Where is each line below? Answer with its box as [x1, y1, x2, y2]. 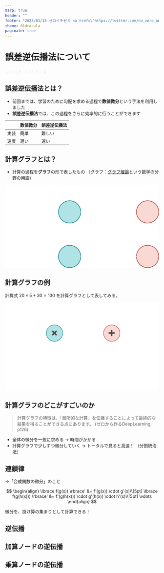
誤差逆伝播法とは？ [5, 85, 63, 93]
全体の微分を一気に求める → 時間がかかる [12, 437, 96, 443]
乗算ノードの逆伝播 [5, 561, 63, 569]
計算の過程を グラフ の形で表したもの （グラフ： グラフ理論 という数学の [12, 169, 155, 175]
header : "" [5, 13, 27, 18]
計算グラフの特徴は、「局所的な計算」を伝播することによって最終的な [17, 415, 156, 421]
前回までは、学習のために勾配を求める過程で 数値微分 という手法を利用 [12, 98, 154, 104]
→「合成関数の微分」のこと [5, 479, 61, 485]
